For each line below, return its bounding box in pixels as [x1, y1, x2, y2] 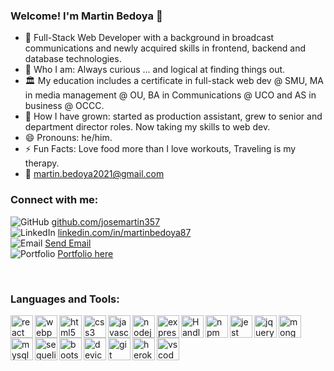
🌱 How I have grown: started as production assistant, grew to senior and [24, 110, 323, 123]
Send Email [44, 237, 92, 249]
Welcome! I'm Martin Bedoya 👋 [10, 9, 163, 23]
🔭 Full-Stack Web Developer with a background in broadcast [24, 32, 275, 44]
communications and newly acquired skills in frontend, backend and [24, 42, 307, 54]
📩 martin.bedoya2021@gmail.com [24, 168, 165, 180]
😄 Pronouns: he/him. [24, 132, 113, 144]
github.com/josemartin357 [51, 215, 161, 228]
